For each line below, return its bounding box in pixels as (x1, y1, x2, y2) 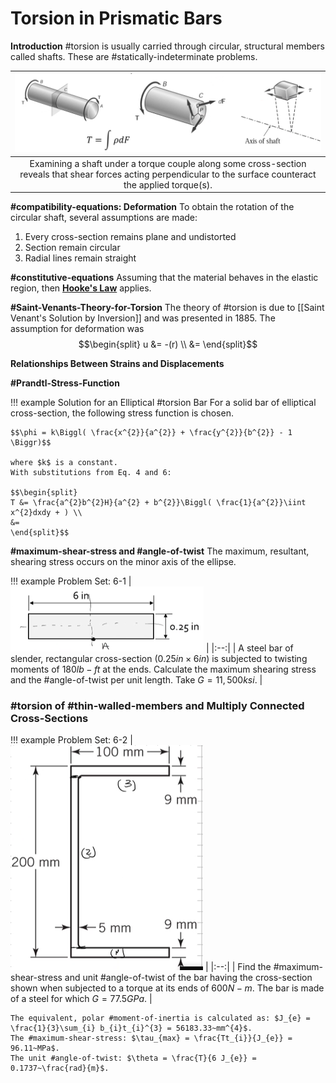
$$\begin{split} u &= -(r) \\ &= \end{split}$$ (78, 338, 258, 351)
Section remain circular (24, 242, 121, 254)
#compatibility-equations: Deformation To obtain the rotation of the (10, 201, 295, 213)
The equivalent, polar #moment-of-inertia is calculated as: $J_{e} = (10, 1013, 311, 1024)
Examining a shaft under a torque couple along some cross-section (29, 157, 307, 169)
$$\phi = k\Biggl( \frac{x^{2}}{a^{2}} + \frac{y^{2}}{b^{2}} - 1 (10, 428, 293, 438)
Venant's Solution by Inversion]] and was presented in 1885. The (10, 312, 276, 324)
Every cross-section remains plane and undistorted (24, 231, 237, 243)
